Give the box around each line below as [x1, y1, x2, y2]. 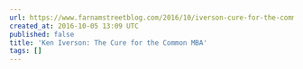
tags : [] [9, 47, 42, 56]
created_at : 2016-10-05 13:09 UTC [9, 22, 140, 30]
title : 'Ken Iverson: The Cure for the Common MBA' [9, 38, 207, 47]
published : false [9, 30, 75, 39]
